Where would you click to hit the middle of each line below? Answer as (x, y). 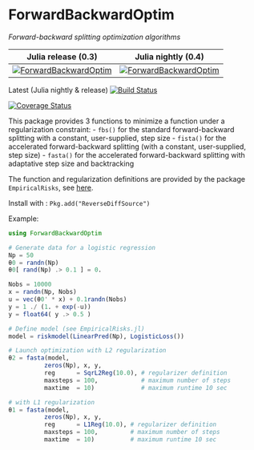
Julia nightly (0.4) (169, 56)
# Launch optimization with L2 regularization (87, 351)
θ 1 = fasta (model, (39, 410)
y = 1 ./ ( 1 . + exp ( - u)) (50, 307)
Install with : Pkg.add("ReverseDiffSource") (79, 203)
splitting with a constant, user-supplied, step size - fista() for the (117, 138)
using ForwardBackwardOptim (55, 233)
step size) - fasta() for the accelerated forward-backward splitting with (127, 155)
